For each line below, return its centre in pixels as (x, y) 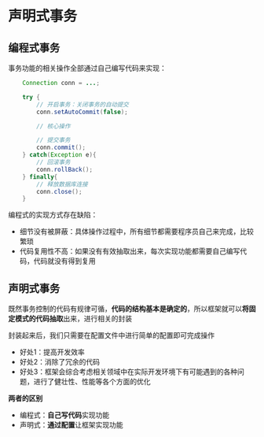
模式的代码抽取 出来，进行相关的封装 (73, 319)
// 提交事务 (53, 140)
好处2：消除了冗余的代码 (60, 362)
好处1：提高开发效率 (52, 352)
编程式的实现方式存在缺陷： (53, 215)
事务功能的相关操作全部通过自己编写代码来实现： (87, 68)
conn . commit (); (61, 148)
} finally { (40, 177)
